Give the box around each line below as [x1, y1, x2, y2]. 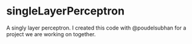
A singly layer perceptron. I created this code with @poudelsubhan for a [6, 24, 187, 31]
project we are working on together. [6, 30, 96, 37]
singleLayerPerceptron [6, 4, 125, 18]
